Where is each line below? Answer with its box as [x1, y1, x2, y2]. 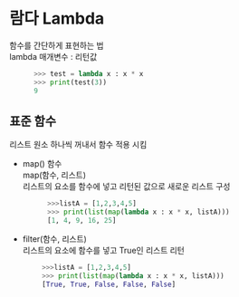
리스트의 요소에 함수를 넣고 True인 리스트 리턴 [22, 245, 186, 255]
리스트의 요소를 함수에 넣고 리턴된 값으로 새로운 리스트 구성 [22, 181, 231, 192]
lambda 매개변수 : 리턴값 [9, 51, 98, 62]
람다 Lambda [9, 8, 105, 29]
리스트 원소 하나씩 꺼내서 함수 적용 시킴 [9, 139, 148, 150]
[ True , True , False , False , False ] [42, 280, 177, 289]
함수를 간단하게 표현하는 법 [9, 40, 104, 51]
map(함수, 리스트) [22, 169, 87, 181]
